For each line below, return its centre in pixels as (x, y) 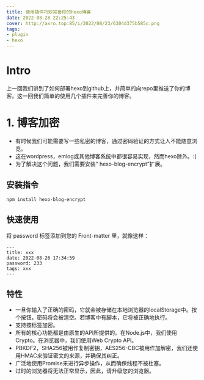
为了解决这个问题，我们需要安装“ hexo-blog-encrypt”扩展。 (90, 164)
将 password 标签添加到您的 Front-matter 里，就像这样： (78, 235)
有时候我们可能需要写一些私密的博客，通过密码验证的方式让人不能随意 (104, 141)
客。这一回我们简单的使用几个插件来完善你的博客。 (71, 96)
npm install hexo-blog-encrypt (46, 199)
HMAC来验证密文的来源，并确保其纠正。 (72, 356)
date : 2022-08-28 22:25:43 (41, 18)
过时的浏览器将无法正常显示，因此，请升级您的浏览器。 (85, 371)
